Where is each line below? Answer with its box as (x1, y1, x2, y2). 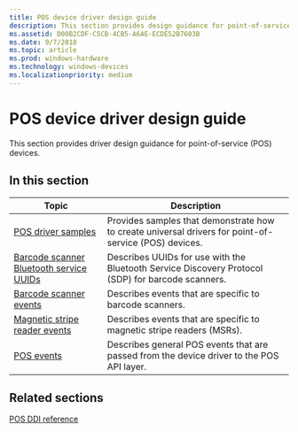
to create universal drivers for (106, 225, 231, 237)
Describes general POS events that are (106, 338, 269, 351)
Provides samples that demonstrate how (106, 214, 275, 227)
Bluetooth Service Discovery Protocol (106, 262, 263, 274)
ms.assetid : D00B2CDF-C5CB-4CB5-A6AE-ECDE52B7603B (9, 29, 200, 38)
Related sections (9, 390, 104, 405)
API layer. (106, 360, 147, 373)
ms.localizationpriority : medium (9, 71, 133, 80)
